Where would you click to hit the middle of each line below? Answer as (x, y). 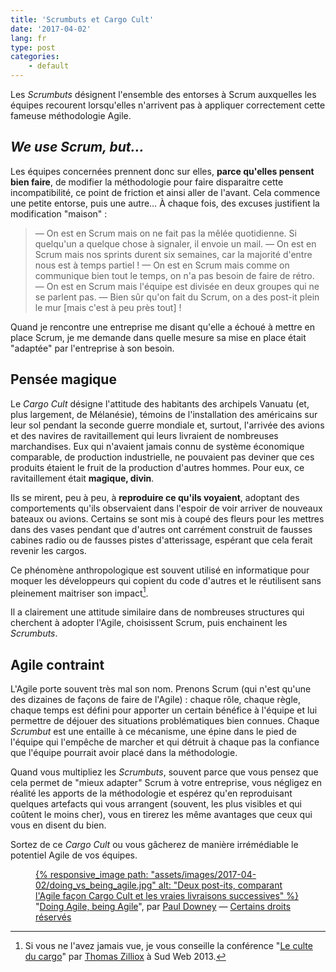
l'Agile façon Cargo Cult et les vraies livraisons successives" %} (167, 896)
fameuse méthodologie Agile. (71, 115)
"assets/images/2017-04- (203, 875)
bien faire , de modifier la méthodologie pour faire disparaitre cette (147, 182)
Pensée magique (63, 379)
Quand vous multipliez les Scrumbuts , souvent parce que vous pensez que (164, 772)
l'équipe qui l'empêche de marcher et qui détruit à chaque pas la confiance (165, 742)
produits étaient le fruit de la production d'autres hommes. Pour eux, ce (157, 467)
